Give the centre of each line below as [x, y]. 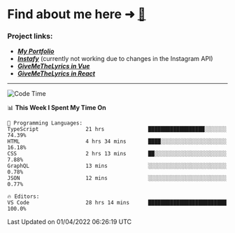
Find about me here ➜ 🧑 [77, 14]
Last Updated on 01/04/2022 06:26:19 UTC [70, 222]
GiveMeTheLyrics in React [56, 73]
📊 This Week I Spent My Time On [57, 108]
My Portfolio [36, 51]
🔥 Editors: [23, 197]
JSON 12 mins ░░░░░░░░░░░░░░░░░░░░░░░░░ [117, 178]
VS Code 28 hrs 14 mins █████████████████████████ [117, 203]
